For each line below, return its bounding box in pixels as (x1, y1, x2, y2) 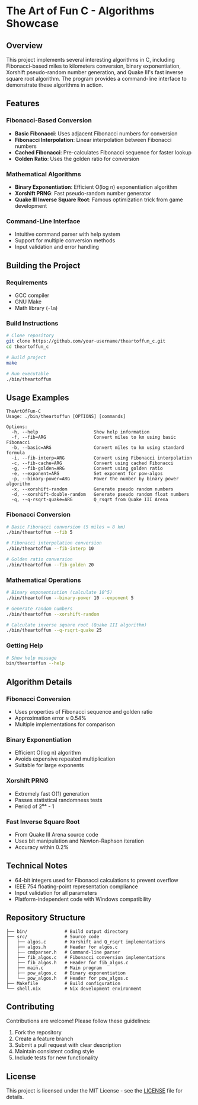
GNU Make (14, 298, 42, 305)
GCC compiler (14, 292, 50, 299)
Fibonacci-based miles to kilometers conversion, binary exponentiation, (6, 62, 181, 69)
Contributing (6, 1002, 55, 1012)
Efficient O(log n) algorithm (14, 749, 81, 756)
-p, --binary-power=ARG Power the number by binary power (11, 476, 179, 482)
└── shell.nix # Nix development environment (6, 986, 142, 992)
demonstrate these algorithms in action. (6, 81, 104, 88)
